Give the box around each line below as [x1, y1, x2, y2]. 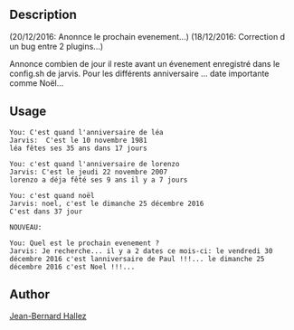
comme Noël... [9, 77, 64, 89]
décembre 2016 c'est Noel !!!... [9, 262, 136, 271]
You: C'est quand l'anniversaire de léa [9, 127, 165, 137]
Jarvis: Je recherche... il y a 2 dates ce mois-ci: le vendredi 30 [9, 246, 273, 256]
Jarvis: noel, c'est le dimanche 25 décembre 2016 [9, 199, 204, 208]
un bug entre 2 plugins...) [9, 41, 104, 52]
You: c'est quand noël [9, 191, 95, 200]
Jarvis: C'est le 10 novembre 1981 [9, 136, 147, 145]
